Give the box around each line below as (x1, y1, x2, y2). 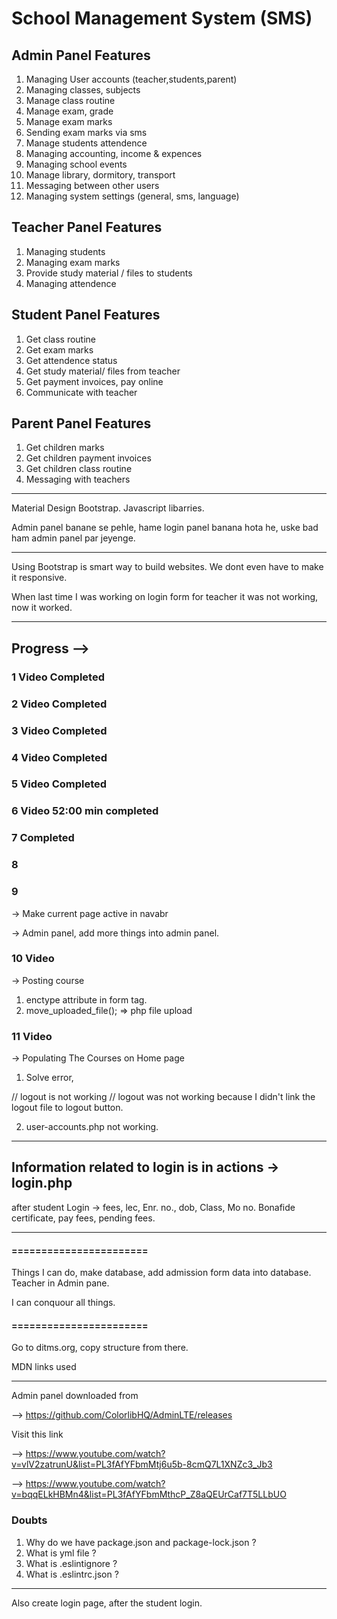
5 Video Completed (11, 777, 108, 791)
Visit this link (11, 1428, 64, 1441)
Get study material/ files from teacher (25, 365, 181, 377)
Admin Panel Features (11, 47, 151, 64)
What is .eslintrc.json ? (25, 1568, 119, 1580)
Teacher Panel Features (11, 219, 163, 236)
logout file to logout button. (11, 1102, 124, 1114)
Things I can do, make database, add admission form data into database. (11, 1267, 312, 1279)
